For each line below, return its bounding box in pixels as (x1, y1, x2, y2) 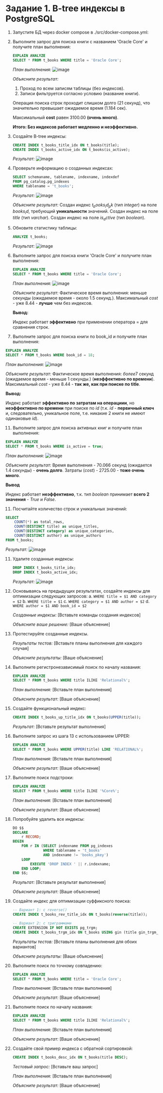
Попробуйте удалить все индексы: (12, 816, 84, 822)
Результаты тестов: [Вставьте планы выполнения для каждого (12, 640, 143, 646)
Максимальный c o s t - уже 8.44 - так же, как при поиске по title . (5, 381, 140, 387)
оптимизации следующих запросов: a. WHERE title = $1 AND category (12, 593, 157, 599)
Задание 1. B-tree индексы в (5, 3, 125, 14)
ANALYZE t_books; (12, 234, 48, 239)
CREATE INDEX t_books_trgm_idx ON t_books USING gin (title (12, 930, 137, 935)
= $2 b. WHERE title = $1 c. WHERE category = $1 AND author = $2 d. (12, 598, 150, 604)
